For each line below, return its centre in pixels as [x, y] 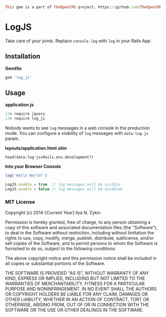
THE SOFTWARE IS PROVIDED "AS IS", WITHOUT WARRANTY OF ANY [77, 273]
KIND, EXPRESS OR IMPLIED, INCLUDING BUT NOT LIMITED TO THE [75, 278]
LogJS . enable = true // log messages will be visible [63, 184]
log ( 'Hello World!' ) [26, 176]
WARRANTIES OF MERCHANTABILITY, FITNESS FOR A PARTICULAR [75, 283]
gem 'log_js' [19, 77]
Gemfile [14, 68]
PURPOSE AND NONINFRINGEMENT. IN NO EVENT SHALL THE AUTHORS [81, 289]
